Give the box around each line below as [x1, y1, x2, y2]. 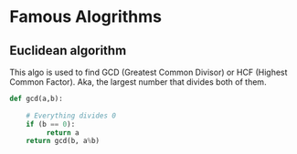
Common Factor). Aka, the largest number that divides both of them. [9, 77, 267, 87]
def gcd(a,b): [9, 94, 64, 103]
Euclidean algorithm [9, 43, 127, 58]
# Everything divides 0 [26, 111, 117, 120]
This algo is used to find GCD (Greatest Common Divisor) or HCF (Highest [9, 67, 288, 77]
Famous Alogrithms [9, 6, 163, 27]
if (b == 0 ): [26, 119, 76, 128]
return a [46, 128, 80, 138]
